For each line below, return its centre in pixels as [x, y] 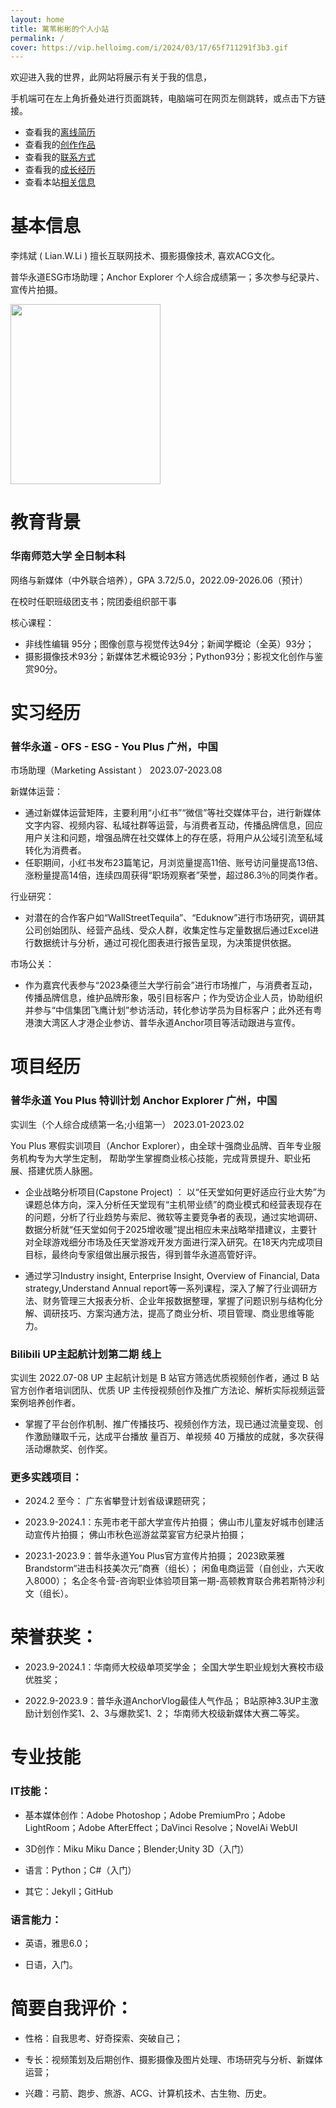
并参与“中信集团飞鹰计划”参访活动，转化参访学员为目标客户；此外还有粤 [173, 1010]
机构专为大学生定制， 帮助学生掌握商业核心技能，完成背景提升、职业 [160, 1158]
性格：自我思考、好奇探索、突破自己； [103, 2038]
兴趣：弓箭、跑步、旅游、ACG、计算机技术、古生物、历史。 [148, 2093]
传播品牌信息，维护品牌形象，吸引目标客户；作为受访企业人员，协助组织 [173, 998]
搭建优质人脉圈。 [62, 1170]
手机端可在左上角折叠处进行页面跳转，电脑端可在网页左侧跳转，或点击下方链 [168, 98]
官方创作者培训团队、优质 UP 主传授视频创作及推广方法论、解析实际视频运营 [168, 1390]
